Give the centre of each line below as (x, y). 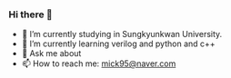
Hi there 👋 (31, 15)
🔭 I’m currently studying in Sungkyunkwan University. (122, 34)
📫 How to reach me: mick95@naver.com (99, 63)
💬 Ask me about (51, 54)
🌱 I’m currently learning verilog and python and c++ (118, 44)
